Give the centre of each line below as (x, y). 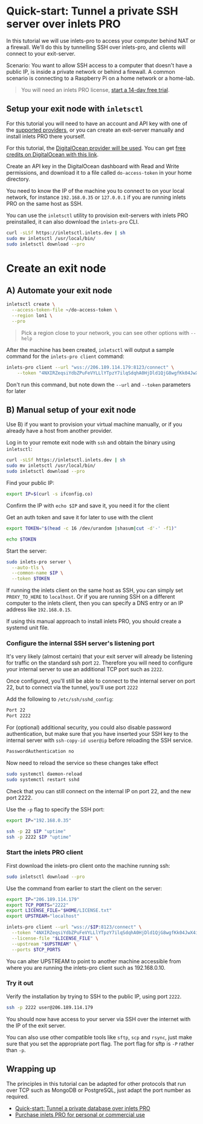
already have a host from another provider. (60, 431)
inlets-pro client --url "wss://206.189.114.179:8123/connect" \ (90, 367)
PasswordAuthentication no (40, 752)
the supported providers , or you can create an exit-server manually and (95, 130)
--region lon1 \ (32, 316)
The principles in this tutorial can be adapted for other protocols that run (96, 1083)
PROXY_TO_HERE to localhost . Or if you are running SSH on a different (91, 597)
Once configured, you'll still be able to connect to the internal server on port (101, 681)
